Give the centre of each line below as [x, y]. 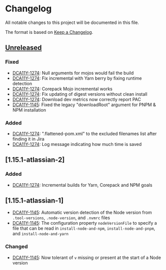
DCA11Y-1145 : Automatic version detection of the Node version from [82, 213]
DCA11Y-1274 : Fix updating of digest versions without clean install [80, 94]
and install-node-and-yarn [40, 234]
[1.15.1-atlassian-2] [35, 160]
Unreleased [24, 48]
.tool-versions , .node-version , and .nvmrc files [61, 218]
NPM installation [29, 110]
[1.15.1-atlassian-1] [34, 201]
